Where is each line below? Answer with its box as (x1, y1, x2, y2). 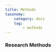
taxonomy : (5, 12, 26, 17)
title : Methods (5, 7, 36, 12)
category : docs (14, 16, 45, 21)
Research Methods (5, 42, 52, 49)
